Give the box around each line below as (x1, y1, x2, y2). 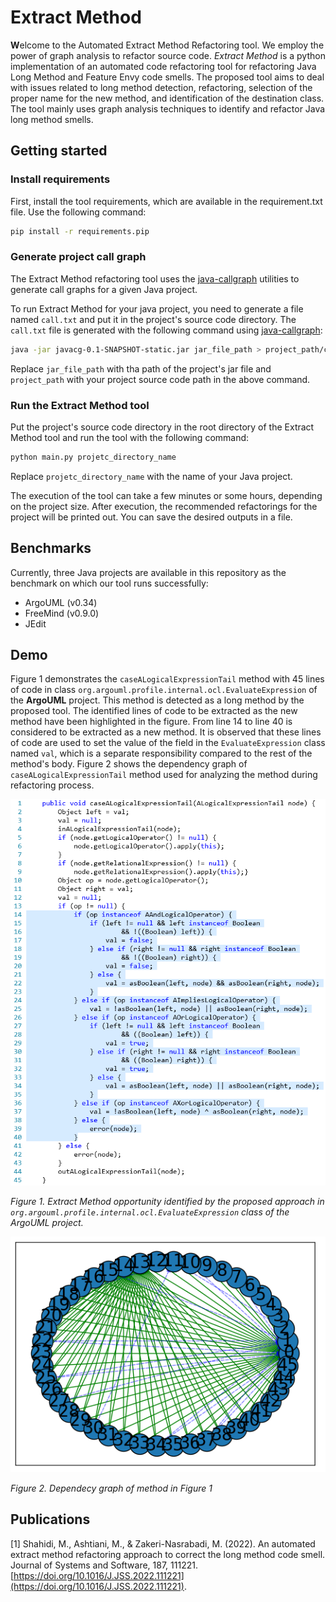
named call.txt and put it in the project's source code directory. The (10, 313, 297, 325)
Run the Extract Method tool (10, 398, 150, 412)
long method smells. (10, 113, 94, 125)
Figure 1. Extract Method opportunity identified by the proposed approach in (10, 1196, 325, 1208)
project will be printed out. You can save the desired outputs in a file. (10, 511, 293, 523)
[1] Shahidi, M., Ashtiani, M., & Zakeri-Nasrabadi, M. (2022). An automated (10, 1537, 316, 1550)
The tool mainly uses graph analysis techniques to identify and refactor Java (10, 102, 326, 115)
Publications (10, 1511, 91, 1528)
